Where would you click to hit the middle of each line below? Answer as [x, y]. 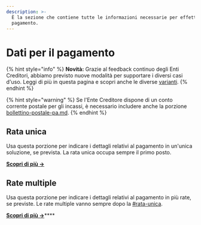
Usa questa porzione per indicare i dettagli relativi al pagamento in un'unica [99, 146]
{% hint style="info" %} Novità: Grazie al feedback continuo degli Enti [93, 69]
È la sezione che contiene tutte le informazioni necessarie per [95, 17]
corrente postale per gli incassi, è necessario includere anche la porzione [97, 106]
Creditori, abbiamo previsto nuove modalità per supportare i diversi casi [95, 76]
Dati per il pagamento [61, 52]
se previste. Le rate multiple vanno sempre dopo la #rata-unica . [85, 203]
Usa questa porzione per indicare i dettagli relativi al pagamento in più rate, [99, 197]
